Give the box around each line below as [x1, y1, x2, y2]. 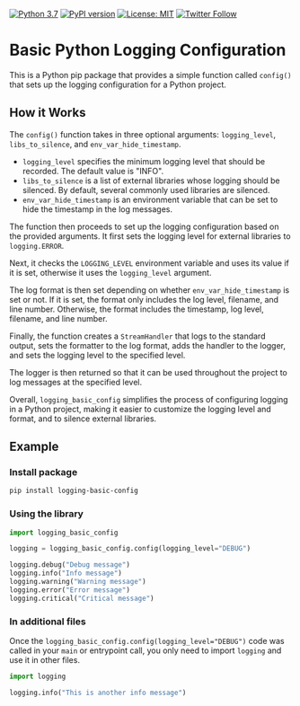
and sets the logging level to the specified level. [9, 349, 186, 360]
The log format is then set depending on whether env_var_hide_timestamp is [9, 284, 290, 296]
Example [9, 439, 59, 454]
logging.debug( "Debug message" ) [9, 560, 130, 569]
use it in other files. [9, 655, 81, 666]
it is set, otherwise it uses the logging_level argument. [9, 267, 212, 278]
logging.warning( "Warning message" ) [9, 578, 146, 587]
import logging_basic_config [9, 528, 119, 537]
